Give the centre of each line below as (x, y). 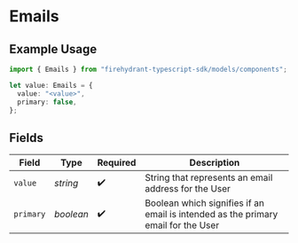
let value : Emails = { (51, 85)
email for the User (182, 225)
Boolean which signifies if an (204, 203)
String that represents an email (209, 177)
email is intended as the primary (212, 215)
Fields (27, 138)
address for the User (188, 189)
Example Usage (53, 49)
